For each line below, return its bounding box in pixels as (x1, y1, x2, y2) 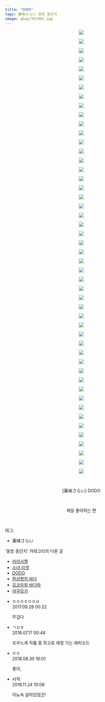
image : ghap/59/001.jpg (5, 16, 53, 21)
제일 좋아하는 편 (66, 508, 97, 514)
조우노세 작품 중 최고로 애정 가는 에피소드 (12, 640, 90, 646)
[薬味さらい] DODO (62, 488, 101, 494)
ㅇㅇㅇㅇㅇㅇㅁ (12, 599, 40, 604)
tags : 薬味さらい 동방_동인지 (5, 12, 57, 17)
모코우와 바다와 (12, 582, 41, 588)
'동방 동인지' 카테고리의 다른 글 (5, 548, 63, 554)
